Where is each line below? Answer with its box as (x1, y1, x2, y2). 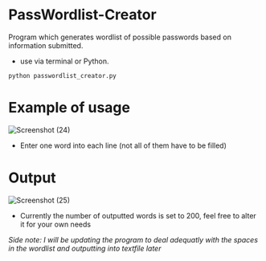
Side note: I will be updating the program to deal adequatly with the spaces (8, 234, 259, 244)
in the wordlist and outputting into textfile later (8, 243, 162, 253)
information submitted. (8, 40, 84, 50)
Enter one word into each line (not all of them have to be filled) (19, 141, 227, 150)
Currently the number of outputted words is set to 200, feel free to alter (19, 210, 257, 220)
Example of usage (8, 99, 131, 117)
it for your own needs (19, 219, 91, 229)
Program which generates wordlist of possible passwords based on (8, 32, 231, 42)
